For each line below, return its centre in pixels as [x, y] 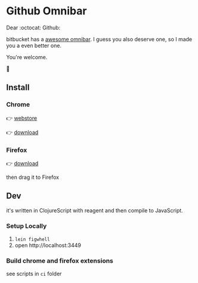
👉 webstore [22, 118]
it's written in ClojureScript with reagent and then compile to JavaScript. [95, 210]
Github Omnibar [47, 11]
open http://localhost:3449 [48, 245]
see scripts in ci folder [34, 274]
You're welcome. [27, 57]
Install [18, 88]
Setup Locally [27, 226]
